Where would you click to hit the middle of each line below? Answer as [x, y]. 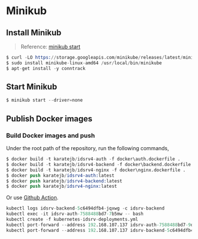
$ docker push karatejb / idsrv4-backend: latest [64, 181]
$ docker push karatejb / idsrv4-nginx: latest [62, 187]
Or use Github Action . [32, 198]
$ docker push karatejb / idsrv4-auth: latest [60, 175]
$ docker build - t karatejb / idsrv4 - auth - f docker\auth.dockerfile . [93, 159]
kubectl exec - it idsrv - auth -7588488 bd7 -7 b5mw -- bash [75, 214]
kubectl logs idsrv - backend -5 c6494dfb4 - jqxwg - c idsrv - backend [85, 208]
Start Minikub [32, 87]
